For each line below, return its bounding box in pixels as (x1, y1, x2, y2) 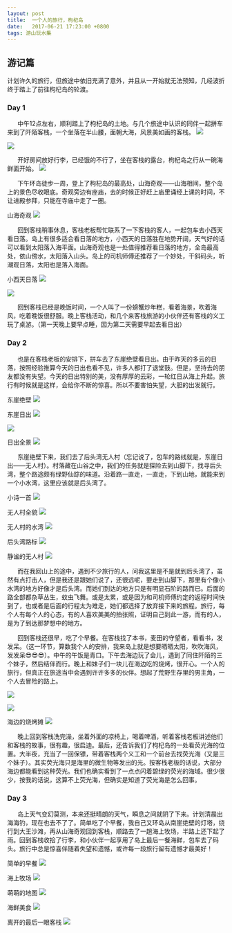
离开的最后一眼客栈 (7, 918, 62, 926)
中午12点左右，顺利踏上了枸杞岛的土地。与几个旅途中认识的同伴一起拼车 (17, 119, 223, 128)
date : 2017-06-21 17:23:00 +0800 (7, 23, 110, 30)
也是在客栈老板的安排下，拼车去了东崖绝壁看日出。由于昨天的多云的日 (17, 355, 217, 363)
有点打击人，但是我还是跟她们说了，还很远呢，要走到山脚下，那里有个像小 (12, 576, 225, 584)
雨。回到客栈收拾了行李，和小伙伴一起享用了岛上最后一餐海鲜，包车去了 (7, 835, 213, 844)
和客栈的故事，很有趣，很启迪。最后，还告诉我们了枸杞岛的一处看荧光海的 (7, 740, 219, 749)
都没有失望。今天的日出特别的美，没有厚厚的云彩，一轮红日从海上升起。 (12, 372, 219, 380)
